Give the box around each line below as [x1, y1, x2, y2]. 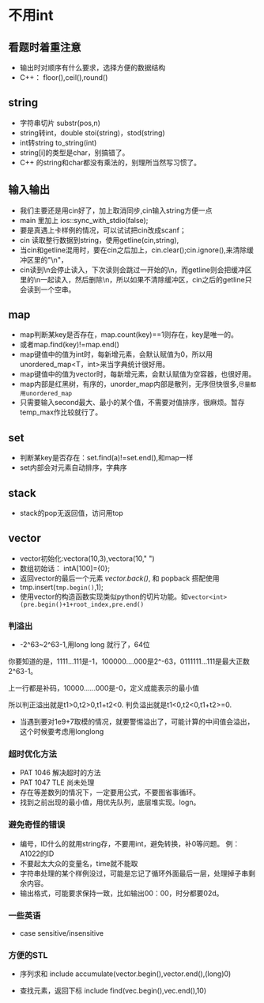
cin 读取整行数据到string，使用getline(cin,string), [19, 235, 179, 244]
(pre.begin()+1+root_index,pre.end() [19, 600, 145, 608]
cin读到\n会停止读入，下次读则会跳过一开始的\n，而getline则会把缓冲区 [19, 265, 252, 274]
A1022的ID [19, 849, 55, 858]
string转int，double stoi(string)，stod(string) [19, 127, 166, 138]
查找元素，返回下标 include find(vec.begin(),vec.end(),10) [19, 986, 207, 996]
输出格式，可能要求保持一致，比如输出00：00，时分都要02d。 [19, 888, 224, 898]
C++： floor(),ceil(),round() [19, 73, 108, 82]
